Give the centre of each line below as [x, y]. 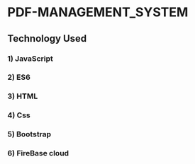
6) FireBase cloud [38, 153]
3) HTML [23, 96]
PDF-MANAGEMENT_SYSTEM [98, 12]
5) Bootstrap [29, 134]
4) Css [19, 115]
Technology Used [47, 39]
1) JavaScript [30, 59]
